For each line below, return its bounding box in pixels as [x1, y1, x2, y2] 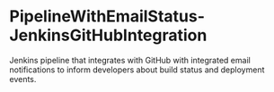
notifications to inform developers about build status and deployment [9, 64, 265, 75]
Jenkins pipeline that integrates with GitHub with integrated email [9, 54, 252, 65]
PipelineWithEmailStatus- [9, 6, 205, 27]
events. [9, 73, 37, 84]
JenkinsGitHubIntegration [9, 25, 208, 46]
